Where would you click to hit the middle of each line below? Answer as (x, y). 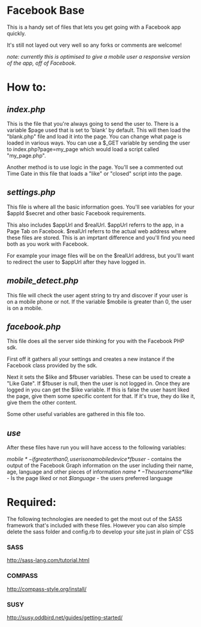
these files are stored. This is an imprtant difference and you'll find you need (101, 237)
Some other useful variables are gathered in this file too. (76, 414)
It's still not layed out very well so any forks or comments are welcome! (94, 45)
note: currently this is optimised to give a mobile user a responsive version (99, 56)
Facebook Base (46, 10)
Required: (31, 503)
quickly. (16, 33)
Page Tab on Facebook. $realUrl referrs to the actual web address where (97, 231)
